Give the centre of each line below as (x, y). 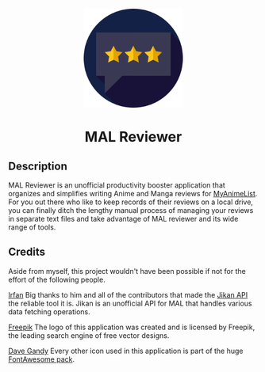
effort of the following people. (57, 279)
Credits (27, 252)
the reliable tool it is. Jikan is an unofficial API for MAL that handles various (130, 303)
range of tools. (32, 227)
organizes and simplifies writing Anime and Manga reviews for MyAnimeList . (133, 194)
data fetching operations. (50, 311)
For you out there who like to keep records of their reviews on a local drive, (131, 202)
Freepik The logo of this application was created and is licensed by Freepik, (132, 327)
